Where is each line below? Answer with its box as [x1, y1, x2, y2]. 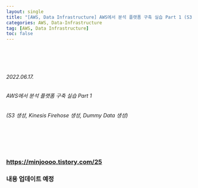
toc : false [6, 31, 33, 37]
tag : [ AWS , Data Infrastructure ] [6, 25, 89, 31]
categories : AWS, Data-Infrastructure [6, 20, 102, 26]
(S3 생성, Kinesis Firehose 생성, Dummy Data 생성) [6, 111, 128, 119]
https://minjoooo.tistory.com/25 [6, 158, 102, 166]
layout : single [6, 8, 44, 15]
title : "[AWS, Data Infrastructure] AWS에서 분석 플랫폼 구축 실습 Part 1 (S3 [6, 14, 192, 20]
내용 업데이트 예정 [6, 175, 55, 183]
